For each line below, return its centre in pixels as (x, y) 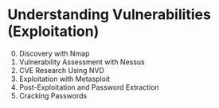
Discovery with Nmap (54, 53)
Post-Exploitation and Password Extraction (89, 87)
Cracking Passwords (53, 95)
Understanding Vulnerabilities (109, 15)
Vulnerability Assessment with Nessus (82, 62)
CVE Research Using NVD (62, 70)
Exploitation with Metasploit (65, 79)
